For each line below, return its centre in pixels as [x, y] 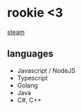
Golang [27, 85]
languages [30, 54]
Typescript [32, 78]
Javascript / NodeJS [46, 70]
